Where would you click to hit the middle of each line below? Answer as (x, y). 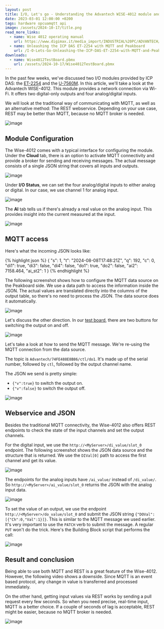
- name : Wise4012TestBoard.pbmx (42, 60)
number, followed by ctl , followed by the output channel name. (69, 364)
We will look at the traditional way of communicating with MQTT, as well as (80, 103)
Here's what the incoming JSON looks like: (48, 251)
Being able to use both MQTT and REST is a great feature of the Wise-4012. (81, 571)
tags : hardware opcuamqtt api (36, 23)
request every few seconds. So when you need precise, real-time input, (77, 602)
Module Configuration (39, 138)
